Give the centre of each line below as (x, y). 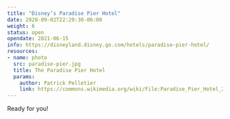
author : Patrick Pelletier (58, 83)
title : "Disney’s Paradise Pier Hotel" (64, 13)
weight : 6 (21, 26)
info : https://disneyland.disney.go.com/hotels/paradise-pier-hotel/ (108, 45)
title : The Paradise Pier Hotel (60, 70)
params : (24, 76)
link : (27, 89)
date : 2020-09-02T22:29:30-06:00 (55, 20)
